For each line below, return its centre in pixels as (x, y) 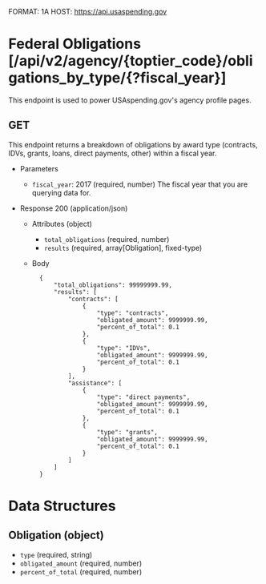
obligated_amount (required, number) (81, 563)
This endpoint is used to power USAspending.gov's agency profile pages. (130, 100)
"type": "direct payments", (143, 397)
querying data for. (61, 192)
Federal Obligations (75, 44)
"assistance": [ (95, 383)
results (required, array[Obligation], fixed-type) (123, 248)
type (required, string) (56, 554)
